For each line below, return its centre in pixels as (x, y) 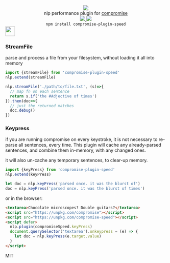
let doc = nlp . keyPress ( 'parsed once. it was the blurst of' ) (73, 184)
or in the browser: (24, 198)
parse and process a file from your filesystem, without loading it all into (80, 58)
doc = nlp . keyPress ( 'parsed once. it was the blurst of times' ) (75, 189)
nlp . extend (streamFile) (31, 77)
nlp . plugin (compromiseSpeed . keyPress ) (51, 227)
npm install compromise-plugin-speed (86, 24)
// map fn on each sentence (40, 91)
